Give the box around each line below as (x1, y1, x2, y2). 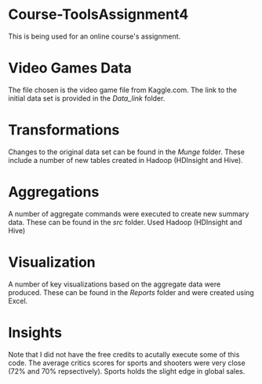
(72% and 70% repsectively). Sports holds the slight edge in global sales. (8, 366, 246, 375)
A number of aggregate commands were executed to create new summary (8, 209, 249, 218)
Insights (8, 323, 63, 342)
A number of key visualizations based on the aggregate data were (8, 279, 221, 289)
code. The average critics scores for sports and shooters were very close (8, 358, 246, 367)
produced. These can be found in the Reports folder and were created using (8, 287, 255, 297)
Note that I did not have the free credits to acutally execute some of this (8, 349, 240, 359)
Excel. (8, 296, 28, 305)
